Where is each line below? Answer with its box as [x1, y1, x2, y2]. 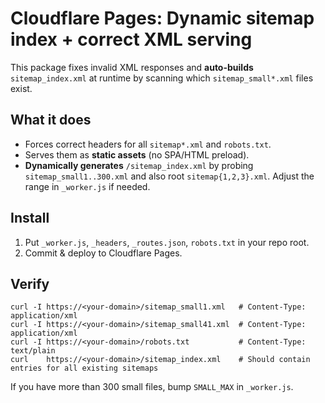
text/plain [10, 346, 56, 356]
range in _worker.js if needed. [24, 180, 151, 192]
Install [10, 210, 50, 227]
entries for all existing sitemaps [10, 363, 159, 374]
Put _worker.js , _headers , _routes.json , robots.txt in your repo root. [24, 236, 310, 248]
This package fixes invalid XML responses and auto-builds [10, 61, 254, 73]
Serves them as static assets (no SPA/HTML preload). [24, 148, 250, 161]
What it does [10, 112, 92, 129]
